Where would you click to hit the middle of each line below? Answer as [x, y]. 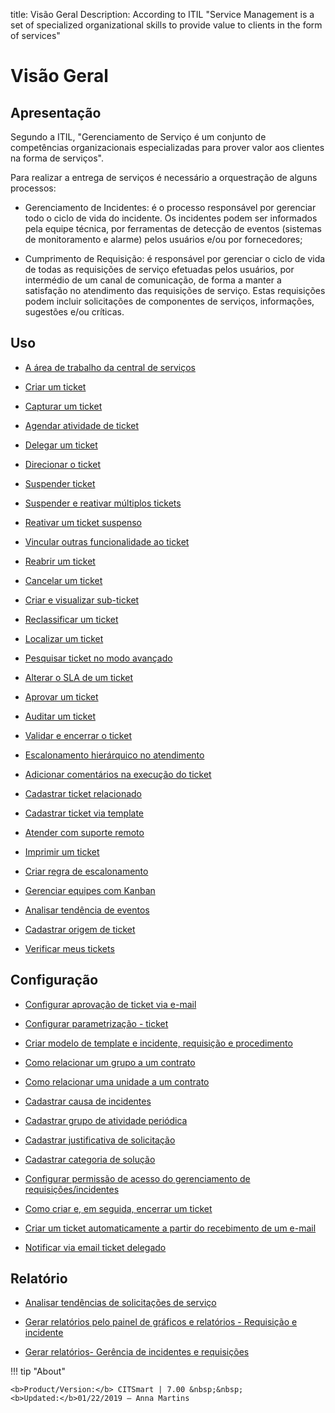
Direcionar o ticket [63, 464]
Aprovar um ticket [61, 696]
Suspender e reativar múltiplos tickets [103, 503]
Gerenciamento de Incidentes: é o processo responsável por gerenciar [170, 207]
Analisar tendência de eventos [87, 910]
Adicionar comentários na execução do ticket [118, 774]
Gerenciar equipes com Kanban [90, 890]
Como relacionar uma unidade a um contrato [117, 1081]
